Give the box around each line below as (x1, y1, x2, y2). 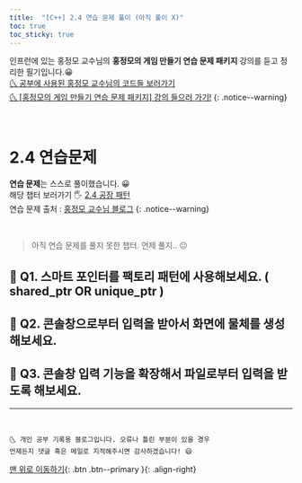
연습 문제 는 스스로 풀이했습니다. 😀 (9, 179, 130, 189)
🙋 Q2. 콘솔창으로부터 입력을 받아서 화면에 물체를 (9, 316, 261, 332)
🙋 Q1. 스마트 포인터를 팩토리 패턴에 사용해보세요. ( (9, 268, 270, 284)
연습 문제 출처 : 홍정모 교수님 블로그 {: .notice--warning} (9, 204, 209, 215)
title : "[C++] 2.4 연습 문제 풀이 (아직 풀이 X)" (9, 13, 184, 22)
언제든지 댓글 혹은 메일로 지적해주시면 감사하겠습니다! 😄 (9, 446, 193, 456)
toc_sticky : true (9, 30, 75, 39)
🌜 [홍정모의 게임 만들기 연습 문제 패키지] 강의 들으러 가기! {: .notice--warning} (9, 92, 288, 103)
